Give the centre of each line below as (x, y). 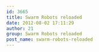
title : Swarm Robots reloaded (44, 17)
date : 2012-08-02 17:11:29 (40, 23)
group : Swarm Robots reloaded (44, 34)
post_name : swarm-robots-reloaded (50, 39)
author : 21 (20, 28)
